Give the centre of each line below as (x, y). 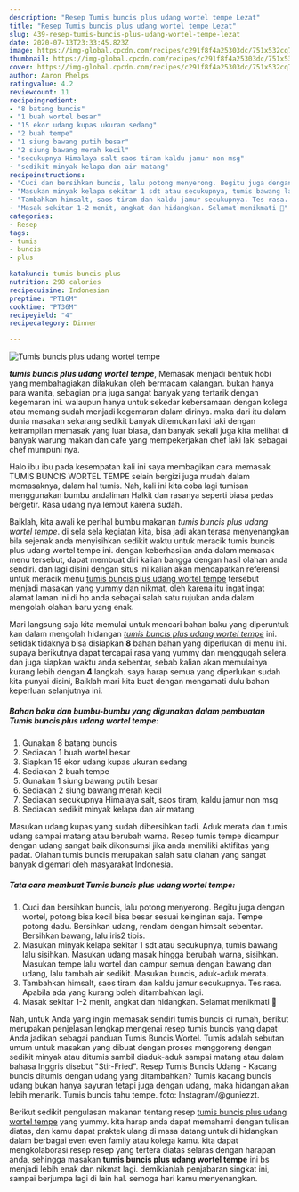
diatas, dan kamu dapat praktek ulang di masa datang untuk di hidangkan (144, 1131)
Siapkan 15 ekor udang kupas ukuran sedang (105, 762)
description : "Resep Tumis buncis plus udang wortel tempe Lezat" (135, 17)
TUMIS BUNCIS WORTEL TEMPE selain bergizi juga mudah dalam (130, 477)
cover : (21, 68)
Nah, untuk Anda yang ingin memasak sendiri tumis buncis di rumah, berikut (149, 1019)
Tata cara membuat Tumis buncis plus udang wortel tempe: (122, 885)
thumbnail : (29, 59)
